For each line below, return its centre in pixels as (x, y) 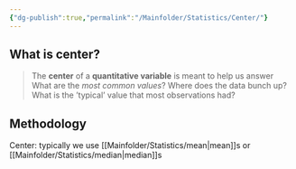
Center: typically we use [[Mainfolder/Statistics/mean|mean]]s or (130, 146)
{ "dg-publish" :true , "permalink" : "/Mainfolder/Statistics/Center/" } (139, 18)
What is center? (55, 55)
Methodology (48, 123)
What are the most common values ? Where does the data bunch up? (159, 86)
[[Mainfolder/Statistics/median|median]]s (86, 155)
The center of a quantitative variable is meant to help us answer (152, 76)
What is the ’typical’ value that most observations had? (134, 95)
